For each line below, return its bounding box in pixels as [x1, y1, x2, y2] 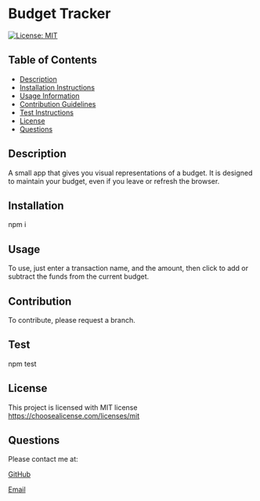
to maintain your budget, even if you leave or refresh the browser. [8, 176, 220, 185]
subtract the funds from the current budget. [8, 272, 150, 281]
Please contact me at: [8, 455, 78, 464]
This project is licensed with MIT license [8, 402, 138, 412]
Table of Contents [8, 53, 98, 67]
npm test [8, 359, 37, 368]
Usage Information [19, 91, 80, 101]
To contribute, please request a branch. [8, 316, 135, 324]
